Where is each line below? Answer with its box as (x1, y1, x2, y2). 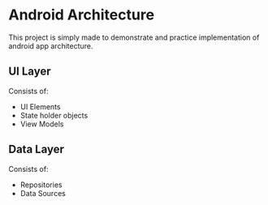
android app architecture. (8, 41, 93, 50)
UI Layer (8, 65, 51, 79)
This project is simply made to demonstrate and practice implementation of (8, 32, 260, 42)
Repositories (19, 180, 63, 190)
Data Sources (19, 188, 67, 198)
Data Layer (8, 143, 65, 156)
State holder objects (19, 110, 89, 120)
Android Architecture (8, 6, 155, 24)
